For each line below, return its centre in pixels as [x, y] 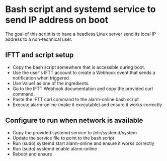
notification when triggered [41, 78]
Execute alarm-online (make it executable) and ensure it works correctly [87, 105]
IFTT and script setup [39, 55]
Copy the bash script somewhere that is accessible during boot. [79, 67]
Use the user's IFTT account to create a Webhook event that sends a [84, 72]
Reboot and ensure [32, 154]
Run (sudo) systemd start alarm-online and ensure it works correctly [83, 143]
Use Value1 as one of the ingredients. [51, 83]
